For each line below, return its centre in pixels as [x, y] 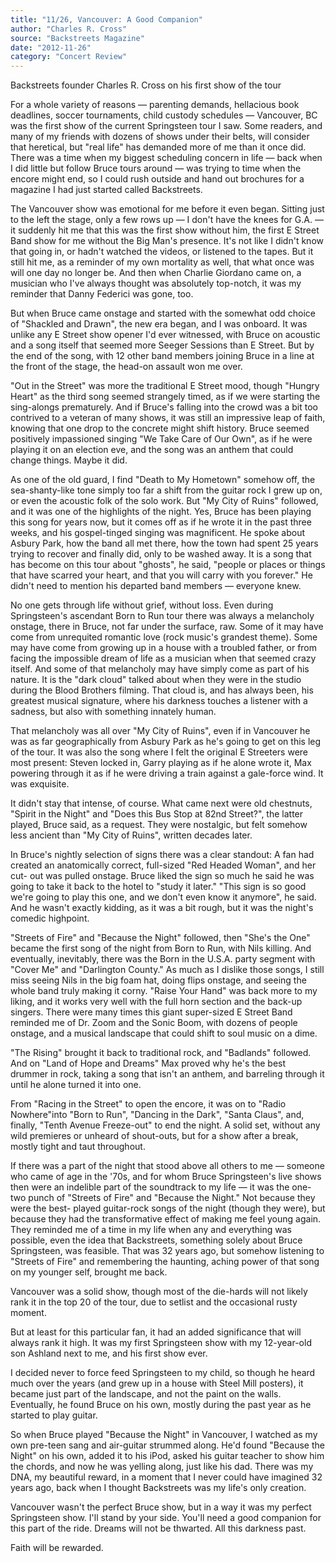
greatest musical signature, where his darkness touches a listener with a [159, 701]
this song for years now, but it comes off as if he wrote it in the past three [161, 522]
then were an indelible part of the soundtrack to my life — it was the [150, 1187]
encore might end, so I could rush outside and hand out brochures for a [157, 179]
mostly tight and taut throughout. [78, 1147]
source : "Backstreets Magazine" [77, 38]
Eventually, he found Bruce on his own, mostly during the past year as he [161, 1405]
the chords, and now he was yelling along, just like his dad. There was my [162, 1467]
